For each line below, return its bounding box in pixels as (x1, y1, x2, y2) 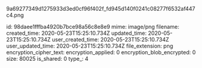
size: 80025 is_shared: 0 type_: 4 (6, 55, 89, 62)
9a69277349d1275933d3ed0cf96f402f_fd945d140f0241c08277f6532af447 (6, 5, 195, 12)
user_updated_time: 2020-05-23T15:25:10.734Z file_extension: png (6, 42, 174, 49)
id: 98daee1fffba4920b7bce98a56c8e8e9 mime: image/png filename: (6, 23, 180, 30)
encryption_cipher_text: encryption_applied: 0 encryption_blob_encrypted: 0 (6, 49, 196, 56)
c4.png (6, 11, 24, 19)
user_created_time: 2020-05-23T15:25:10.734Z (52, 36, 169, 43)
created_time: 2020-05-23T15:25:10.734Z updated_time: (6, 29, 147, 37)
